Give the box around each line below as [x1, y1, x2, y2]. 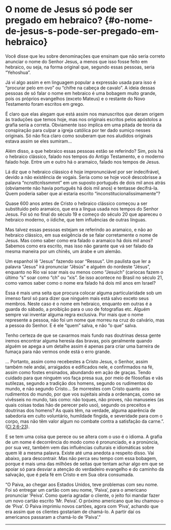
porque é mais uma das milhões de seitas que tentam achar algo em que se [5, 460, 164, 467]
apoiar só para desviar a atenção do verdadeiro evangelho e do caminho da [5, 466, 164, 472]
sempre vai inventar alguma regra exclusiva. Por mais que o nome [5, 311, 144, 317]
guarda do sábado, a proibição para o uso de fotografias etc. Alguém [5, 306, 150, 312]
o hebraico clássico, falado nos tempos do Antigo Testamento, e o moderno [5, 153, 164, 159]
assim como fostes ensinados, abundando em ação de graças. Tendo [5, 369, 151, 375]
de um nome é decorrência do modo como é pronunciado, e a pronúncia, [5, 439, 159, 445]
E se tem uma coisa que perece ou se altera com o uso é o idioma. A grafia [5, 433, 163, 440]
